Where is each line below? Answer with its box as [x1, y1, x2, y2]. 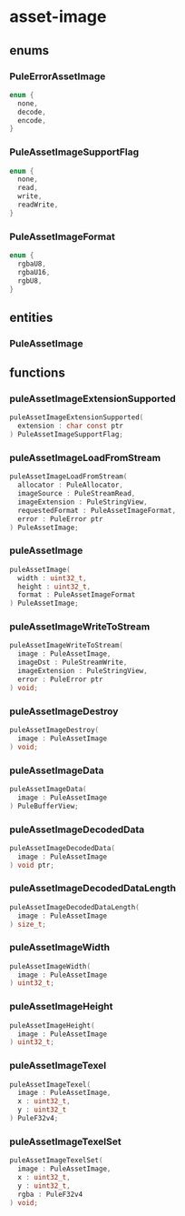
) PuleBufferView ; [9, 801, 79, 810]
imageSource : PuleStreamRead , [17, 489, 136, 498]
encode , [17, 116, 47, 125]
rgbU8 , [17, 276, 43, 286]
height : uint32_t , [17, 582, 92, 591]
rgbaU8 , [17, 259, 47, 268]
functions [9, 366, 65, 381]
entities [9, 309, 54, 325]
